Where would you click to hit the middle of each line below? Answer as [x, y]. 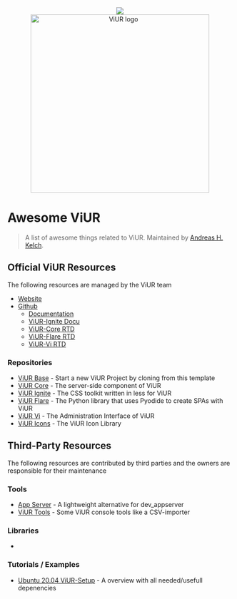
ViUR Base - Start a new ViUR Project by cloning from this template [116, 378]
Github [27, 306]
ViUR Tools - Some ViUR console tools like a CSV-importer [104, 512]
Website [30, 298]
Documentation [51, 314]
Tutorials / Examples [44, 565]
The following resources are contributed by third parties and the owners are [119, 463]
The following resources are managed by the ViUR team [90, 285]
